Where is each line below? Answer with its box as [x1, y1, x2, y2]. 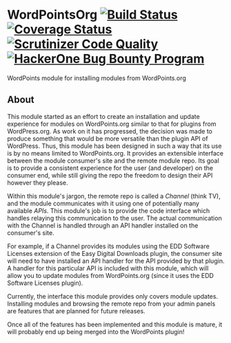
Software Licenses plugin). [7, 279, 83, 287]
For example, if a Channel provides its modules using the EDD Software [7, 242, 210, 250]
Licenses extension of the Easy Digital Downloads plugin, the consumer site [7, 249, 223, 257]
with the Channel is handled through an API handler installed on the [7, 221, 199, 230]
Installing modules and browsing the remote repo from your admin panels [7, 299, 216, 308]
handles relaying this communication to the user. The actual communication [7, 214, 222, 222]
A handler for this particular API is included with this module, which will [7, 263, 209, 272]
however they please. [7, 178, 68, 187]
